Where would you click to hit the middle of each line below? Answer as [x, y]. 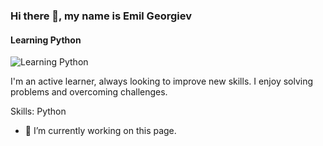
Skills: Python [38, 111]
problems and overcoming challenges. [89, 92]
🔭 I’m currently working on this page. [100, 131]
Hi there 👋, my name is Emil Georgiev [101, 16]
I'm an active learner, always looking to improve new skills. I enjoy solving [162, 81]
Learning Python [46, 40]
